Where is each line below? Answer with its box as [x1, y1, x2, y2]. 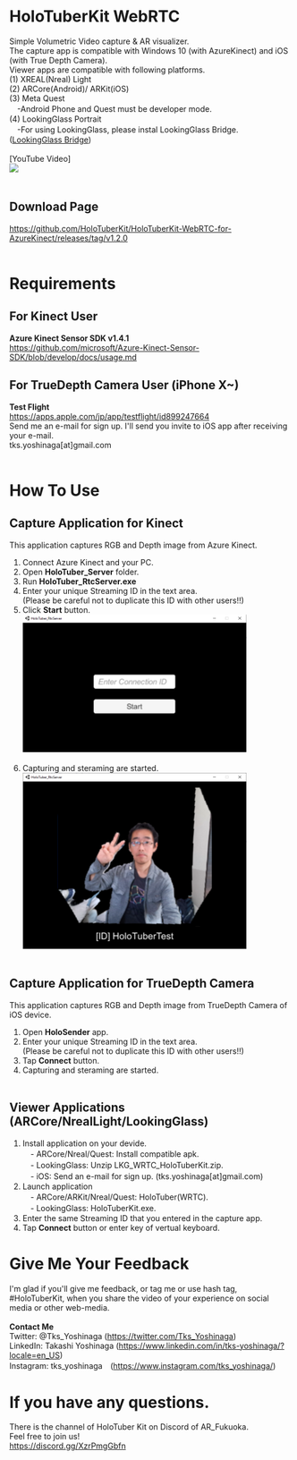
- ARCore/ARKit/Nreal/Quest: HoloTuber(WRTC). [30, 1192, 208, 1202]
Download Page [9, 199, 99, 215]
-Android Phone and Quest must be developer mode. [16, 103, 212, 114]
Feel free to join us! [9, 1431, 81, 1442]
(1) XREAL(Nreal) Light [9, 73, 92, 84]
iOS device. [9, 1009, 52, 1020]
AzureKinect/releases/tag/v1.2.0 [9, 233, 128, 243]
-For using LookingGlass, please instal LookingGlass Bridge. [16, 123, 239, 135]
